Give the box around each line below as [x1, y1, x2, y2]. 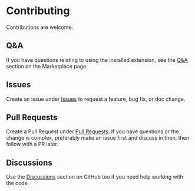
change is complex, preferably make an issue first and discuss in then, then [6, 134, 190, 141]
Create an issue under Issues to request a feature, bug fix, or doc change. [6, 95, 186, 103]
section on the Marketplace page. [6, 62, 88, 70]
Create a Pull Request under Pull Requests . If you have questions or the [6, 128, 179, 135]
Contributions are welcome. [6, 24, 74, 31]
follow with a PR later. [6, 140, 59, 148]
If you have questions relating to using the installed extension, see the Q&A [6, 56, 188, 63]
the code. [6, 180, 29, 187]
